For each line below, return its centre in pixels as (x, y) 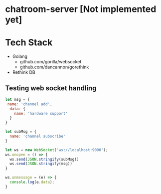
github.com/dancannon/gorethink (54, 67)
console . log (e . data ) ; (32, 182)
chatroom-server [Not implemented (81, 9)
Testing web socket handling (51, 88)
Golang (20, 56)
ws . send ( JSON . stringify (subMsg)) (44, 159)
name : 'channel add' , (30, 104)
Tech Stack (29, 43)
